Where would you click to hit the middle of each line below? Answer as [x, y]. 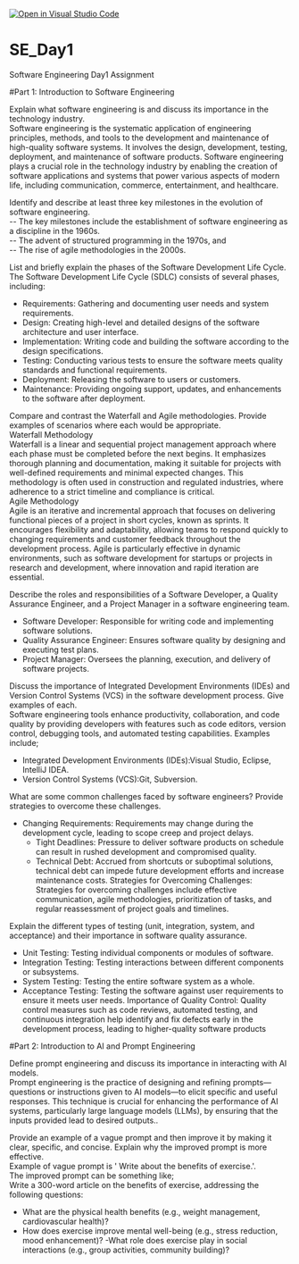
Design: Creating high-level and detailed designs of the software [141, 322]
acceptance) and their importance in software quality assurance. [128, 935]
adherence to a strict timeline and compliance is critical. [112, 491]
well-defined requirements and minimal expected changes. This [126, 473]
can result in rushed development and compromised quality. [146, 851]
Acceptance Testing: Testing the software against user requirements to [153, 991]
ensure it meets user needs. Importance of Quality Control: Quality [144, 1000]
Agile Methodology [44, 501]
